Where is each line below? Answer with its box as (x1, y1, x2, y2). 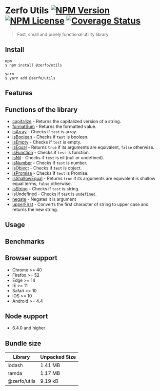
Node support (5, 312, 48, 320)
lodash (7, 362, 23, 369)
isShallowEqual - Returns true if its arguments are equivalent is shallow (12, 175, 156, 181)
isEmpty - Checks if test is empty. (12, 139, 81, 145)
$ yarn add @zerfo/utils (5, 76, 56, 81)
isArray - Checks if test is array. (12, 128, 77, 134)
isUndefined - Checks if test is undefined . (12, 191, 97, 197)
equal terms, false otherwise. (12, 181, 72, 186)
